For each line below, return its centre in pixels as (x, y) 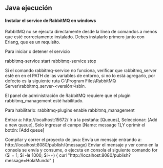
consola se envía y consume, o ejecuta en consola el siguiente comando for (81, 150)
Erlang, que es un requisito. (33, 42)
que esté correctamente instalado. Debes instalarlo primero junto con (75, 37)
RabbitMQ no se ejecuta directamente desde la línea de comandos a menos (81, 31)
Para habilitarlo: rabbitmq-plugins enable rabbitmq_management (70, 110)
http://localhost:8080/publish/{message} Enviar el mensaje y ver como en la (82, 144)
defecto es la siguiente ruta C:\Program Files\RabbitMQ (61, 81)
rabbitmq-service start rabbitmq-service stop (51, 61)
